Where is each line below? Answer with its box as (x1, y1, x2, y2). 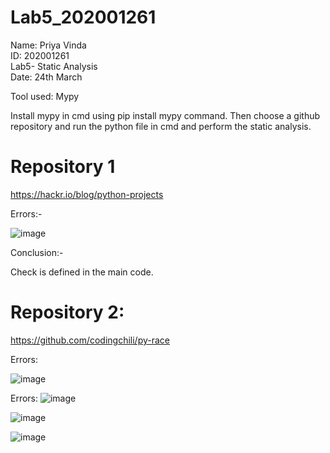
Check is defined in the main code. (10, 266, 154, 278)
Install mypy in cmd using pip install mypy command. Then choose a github (10, 109, 321, 121)
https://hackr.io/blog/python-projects (10, 188, 164, 200)
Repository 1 (10, 156, 116, 178)
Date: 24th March (10, 71, 83, 83)
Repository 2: (10, 301, 125, 324)
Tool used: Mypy (10, 90, 80, 102)
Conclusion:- (10, 246, 64, 258)
